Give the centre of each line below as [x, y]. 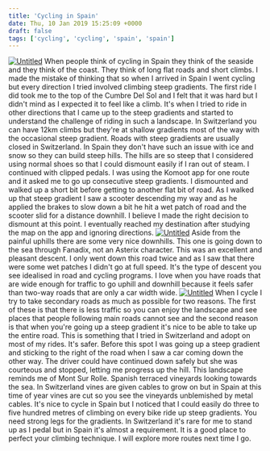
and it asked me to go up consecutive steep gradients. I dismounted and [128, 182]
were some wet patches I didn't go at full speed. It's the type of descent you [135, 267]
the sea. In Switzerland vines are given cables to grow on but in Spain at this [135, 387]
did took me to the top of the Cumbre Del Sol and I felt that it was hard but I [133, 96]
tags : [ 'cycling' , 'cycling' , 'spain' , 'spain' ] [91, 38]
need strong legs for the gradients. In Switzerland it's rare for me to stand [130, 421]
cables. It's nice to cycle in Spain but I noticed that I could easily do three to [134, 404]
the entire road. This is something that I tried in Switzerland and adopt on [129, 336]
